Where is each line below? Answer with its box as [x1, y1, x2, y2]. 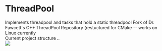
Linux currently [5, 30, 36, 36]
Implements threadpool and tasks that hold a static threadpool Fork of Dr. [5, 19, 155, 25]
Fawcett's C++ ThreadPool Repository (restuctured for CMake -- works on [5, 24, 158, 30]
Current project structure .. [5, 35, 60, 41]
